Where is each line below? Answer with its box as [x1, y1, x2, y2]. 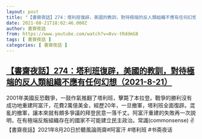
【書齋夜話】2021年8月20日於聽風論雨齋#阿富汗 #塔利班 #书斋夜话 [6, 126, 173, 133]
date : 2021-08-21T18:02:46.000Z [6, 20, 87, 26]
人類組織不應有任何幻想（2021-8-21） [29, 77, 173, 87]
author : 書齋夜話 [6, 25, 46, 32]
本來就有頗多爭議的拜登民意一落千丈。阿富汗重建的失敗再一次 [37, 109, 191, 116]
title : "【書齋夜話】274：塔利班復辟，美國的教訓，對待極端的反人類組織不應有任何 [6, 14, 188, 20]
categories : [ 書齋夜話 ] [6, 43, 68, 49]
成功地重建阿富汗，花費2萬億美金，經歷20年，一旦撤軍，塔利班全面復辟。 [6, 101, 190, 108]
